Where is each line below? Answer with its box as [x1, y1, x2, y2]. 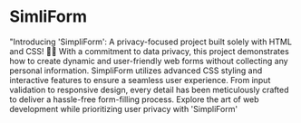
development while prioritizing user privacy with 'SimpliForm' [9, 103, 238, 114]
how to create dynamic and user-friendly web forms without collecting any [9, 55, 288, 66]
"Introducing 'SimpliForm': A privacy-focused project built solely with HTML [9, 36, 293, 47]
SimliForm [9, 6, 88, 27]
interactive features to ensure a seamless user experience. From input [9, 74, 271, 85]
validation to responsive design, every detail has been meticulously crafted [9, 84, 289, 95]
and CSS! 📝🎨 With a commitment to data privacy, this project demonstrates [9, 45, 290, 56]
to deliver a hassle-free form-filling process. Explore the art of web [9, 93, 260, 105]
